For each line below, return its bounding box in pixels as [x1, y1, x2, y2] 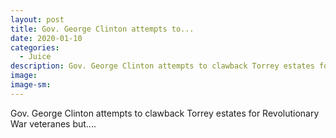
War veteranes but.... [10, 117, 97, 130]
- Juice [19, 52, 52, 62]
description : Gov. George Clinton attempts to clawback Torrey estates [10, 61, 315, 71]
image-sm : [10, 80, 52, 90]
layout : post [10, 14, 65, 25]
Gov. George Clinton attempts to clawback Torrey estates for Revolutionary [10, 107, 320, 119]
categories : [10, 42, 60, 53]
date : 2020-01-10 [10, 33, 83, 43]
